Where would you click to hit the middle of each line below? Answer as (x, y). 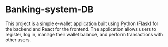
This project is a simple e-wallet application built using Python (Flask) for (82, 24)
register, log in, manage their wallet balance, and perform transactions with (84, 34)
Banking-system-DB (50, 9)
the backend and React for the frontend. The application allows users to (81, 29)
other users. (18, 40)
